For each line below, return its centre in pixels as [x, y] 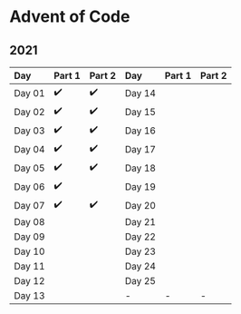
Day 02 [29, 112]
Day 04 [29, 149]
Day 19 [140, 186]
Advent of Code [70, 17]
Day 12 [29, 281]
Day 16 [140, 131]
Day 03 [29, 131]
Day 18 [140, 168]
